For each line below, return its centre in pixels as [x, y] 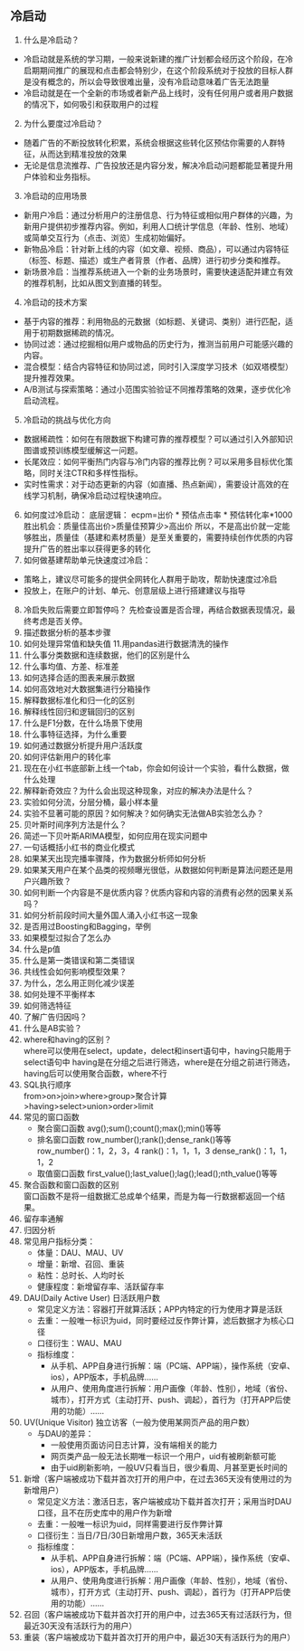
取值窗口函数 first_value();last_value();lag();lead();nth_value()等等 [157, 1173]
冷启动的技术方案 [55, 302]
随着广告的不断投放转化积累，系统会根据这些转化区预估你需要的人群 [150, 142]
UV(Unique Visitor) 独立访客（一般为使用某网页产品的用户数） [138, 1422]
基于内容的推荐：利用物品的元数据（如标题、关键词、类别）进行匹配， [154, 321]
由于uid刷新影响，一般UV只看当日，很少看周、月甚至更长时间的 [169, 1467]
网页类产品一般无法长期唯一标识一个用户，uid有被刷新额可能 [163, 1456]
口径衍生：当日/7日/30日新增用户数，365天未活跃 [129, 1535]
